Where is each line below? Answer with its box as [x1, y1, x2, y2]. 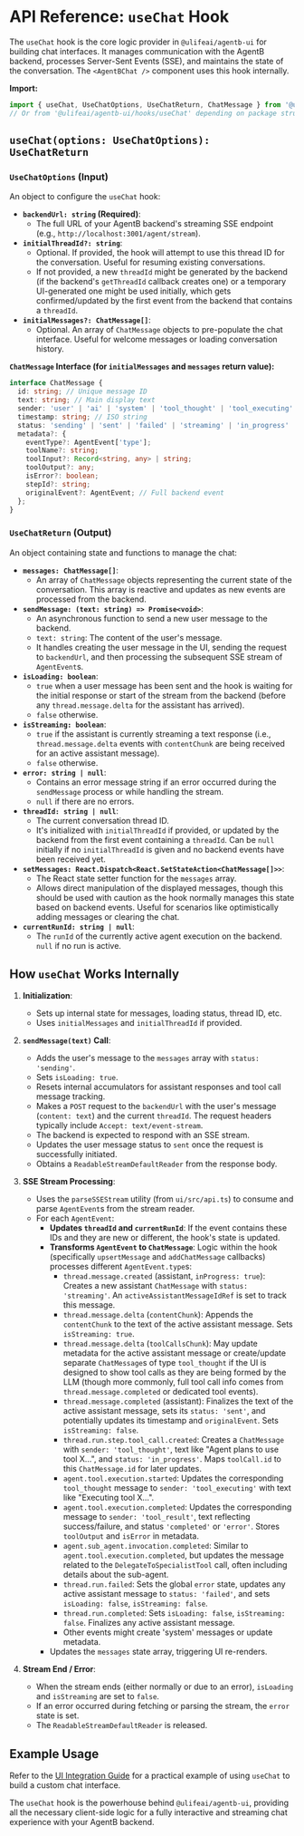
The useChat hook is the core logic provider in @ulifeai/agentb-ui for [9, 36, 267, 47]
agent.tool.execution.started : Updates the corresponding [62, 1473, 284, 1483]
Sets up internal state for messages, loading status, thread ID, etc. [35, 1008, 282, 1019]
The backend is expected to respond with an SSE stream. [35, 1130, 251, 1141]
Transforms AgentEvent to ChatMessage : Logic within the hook [49, 1242, 278, 1252]
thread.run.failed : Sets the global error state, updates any [62, 1579, 287, 1590]
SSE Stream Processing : [22, 1176, 116, 1187]
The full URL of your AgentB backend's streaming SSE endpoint [35, 218, 274, 229]
